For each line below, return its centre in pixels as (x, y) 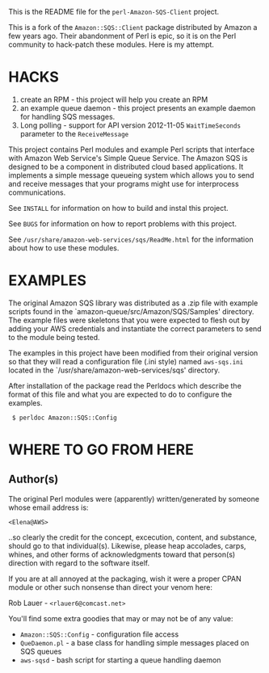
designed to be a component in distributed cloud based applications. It (126, 166)
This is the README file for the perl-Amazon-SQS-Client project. (114, 12)
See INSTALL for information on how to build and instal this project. (118, 208)
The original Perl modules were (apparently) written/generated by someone (134, 498)
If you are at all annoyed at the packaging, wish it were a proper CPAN (125, 578)
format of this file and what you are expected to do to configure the (120, 394)
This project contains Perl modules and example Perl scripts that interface (132, 149)
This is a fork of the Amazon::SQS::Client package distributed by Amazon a (133, 27)
